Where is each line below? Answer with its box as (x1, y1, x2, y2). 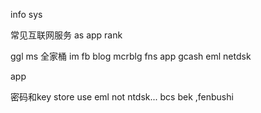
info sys (10, 9, 43, 20)
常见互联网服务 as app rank (10, 29, 123, 41)
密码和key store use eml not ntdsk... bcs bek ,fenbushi (10, 91, 234, 103)
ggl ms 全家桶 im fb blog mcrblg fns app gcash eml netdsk (10, 50, 252, 62)
